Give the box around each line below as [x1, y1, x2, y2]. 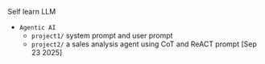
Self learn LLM [7, 7, 56, 16]
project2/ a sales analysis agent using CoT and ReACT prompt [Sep [31, 39, 257, 49]
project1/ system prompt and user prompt [31, 31, 173, 40]
